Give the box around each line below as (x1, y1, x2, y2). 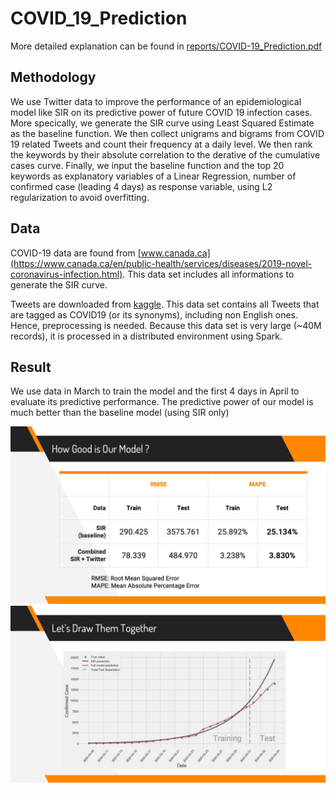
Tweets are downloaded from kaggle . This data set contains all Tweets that (10, 298, 320, 310)
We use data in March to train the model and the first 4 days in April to (10, 385, 300, 397)
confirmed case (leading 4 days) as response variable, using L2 (10, 180, 273, 192)
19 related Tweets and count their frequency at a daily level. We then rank (10, 138, 313, 150)
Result (10, 358, 52, 376)
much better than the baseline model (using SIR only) (10, 407, 230, 419)
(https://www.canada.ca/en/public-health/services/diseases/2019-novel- (10, 257, 313, 269)
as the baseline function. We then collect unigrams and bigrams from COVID (10, 127, 325, 139)
